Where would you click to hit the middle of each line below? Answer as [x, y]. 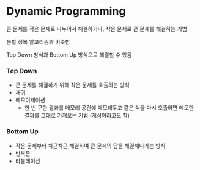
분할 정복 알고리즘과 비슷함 [38, 41]
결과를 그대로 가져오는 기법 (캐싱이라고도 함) [77, 115]
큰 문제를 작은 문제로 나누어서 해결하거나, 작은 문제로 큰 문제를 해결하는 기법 [97, 29]
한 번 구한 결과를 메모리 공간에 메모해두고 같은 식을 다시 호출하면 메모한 [109, 108]
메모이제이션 [30, 100]
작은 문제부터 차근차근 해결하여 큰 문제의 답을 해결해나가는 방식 [90, 146]
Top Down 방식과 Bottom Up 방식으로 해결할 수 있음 [69, 55]
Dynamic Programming [66, 11]
